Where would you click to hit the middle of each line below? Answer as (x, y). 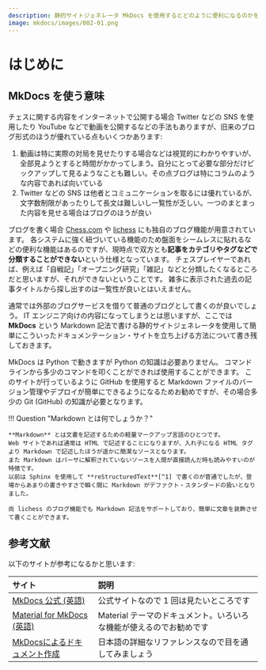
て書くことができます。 (40, 517)
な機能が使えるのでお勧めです (153, 627)
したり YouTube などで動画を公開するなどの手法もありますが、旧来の (128, 127)
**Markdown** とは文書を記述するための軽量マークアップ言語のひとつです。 (116, 435)
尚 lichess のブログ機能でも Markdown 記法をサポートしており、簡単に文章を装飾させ (133, 509)
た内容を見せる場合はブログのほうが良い (85, 212)
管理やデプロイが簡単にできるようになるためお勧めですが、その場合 (140, 392)
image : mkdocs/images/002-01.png (63, 23)
